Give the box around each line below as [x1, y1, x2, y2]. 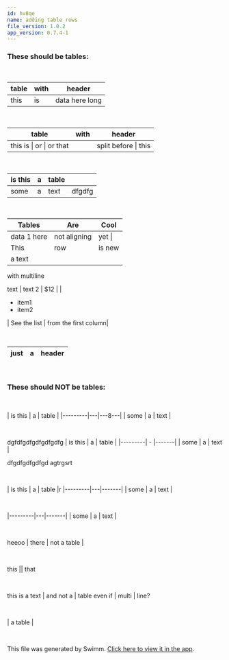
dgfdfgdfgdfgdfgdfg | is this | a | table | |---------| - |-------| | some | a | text [7, 438, 222, 446]
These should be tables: [7, 52, 89, 62]
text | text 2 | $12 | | [7, 285, 62, 293]
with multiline [7, 272, 44, 280]
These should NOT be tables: [7, 382, 106, 392]
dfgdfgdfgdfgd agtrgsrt [7, 458, 73, 467]
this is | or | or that [10, 141, 69, 150]
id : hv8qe [7, 10, 36, 17]
